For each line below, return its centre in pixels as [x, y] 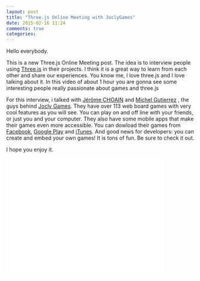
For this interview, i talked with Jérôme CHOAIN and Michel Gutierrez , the [98, 100]
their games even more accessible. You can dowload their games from [94, 125]
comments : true [25, 28]
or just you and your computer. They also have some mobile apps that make [100, 119]
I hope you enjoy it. [30, 150]
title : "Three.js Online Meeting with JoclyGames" [71, 17]
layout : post [23, 12]
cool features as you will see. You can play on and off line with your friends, [100, 113]
